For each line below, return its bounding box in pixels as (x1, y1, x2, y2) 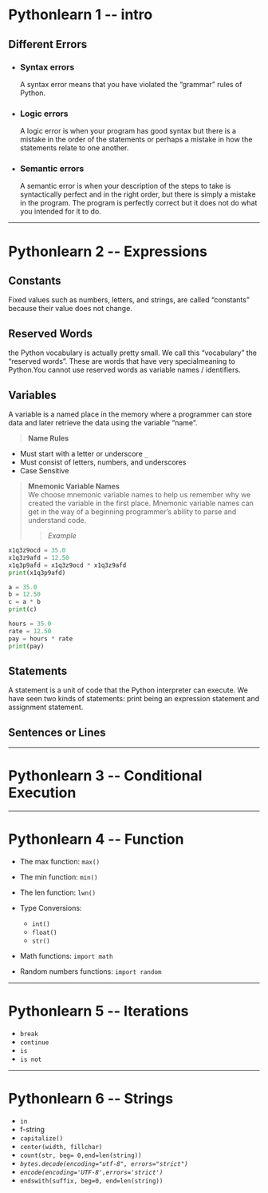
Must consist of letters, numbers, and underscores (19, 457, 187, 467)
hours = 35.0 (8, 620, 52, 628)
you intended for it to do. (19, 206, 101, 217)
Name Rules (27, 433, 69, 443)
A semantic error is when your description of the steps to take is (19, 182, 231, 191)
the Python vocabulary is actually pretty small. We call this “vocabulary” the (8, 348, 258, 357)
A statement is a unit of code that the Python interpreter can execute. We (8, 685, 249, 695)
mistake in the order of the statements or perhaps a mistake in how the (19, 134, 253, 145)
